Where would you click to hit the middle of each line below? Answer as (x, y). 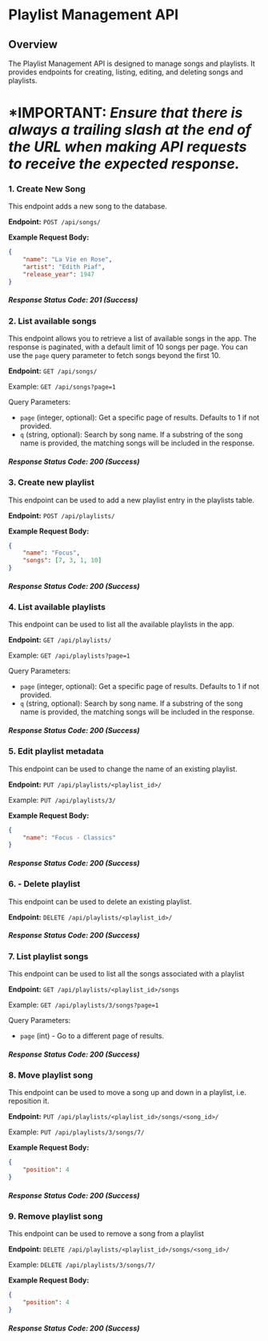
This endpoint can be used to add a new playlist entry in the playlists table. (131, 500)
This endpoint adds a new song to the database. (88, 207)
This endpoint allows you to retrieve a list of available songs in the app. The (132, 339)
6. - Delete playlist (44, 884)
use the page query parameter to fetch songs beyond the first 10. (115, 356)
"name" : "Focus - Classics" (69, 838)
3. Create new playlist (51, 482)
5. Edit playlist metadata (56, 751)
